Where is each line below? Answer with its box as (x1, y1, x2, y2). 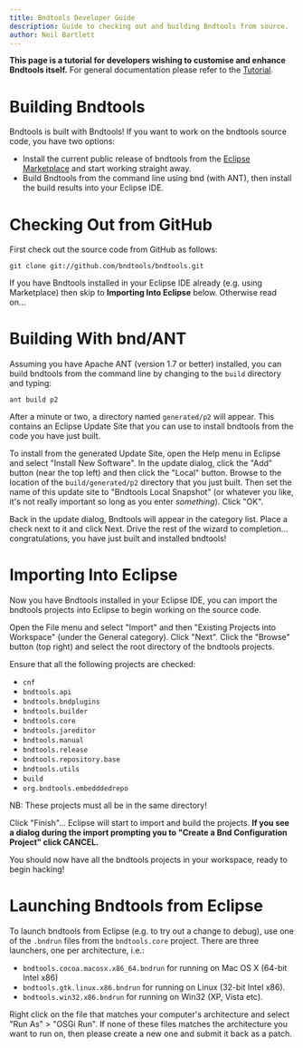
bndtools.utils (22, 765, 80, 774)
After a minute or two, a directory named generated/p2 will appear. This (9, 412, 274, 422)
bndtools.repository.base (22, 755, 120, 764)
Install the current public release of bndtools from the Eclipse (22, 153, 251, 164)
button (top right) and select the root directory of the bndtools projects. (9, 641, 275, 653)
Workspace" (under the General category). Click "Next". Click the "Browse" (9, 632, 291, 643)
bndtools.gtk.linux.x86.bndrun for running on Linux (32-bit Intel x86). (22, 982, 286, 993)
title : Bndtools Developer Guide (9, 13, 136, 23)
